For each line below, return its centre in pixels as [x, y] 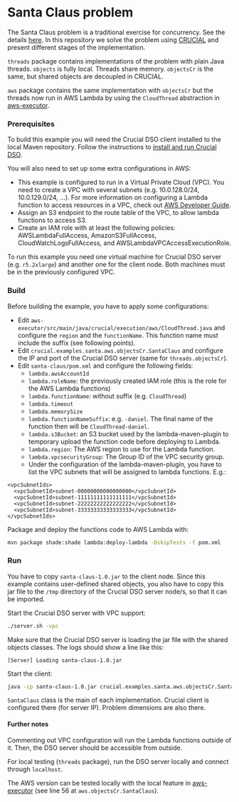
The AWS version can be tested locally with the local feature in [99, 783]
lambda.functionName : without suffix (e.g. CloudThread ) [107, 396]
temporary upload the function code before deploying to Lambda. [124, 441]
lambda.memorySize [55, 411]
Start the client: [30, 673]
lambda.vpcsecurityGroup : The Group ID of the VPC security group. [126, 456]
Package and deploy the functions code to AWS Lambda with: [98, 529]
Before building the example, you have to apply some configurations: [108, 306]
